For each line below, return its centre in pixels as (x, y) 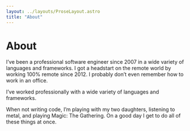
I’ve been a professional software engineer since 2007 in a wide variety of (95, 62)
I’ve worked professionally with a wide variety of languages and (82, 92)
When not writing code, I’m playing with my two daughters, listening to (91, 109)
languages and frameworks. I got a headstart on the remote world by (89, 68)
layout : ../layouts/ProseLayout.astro (53, 11)
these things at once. (31, 122)
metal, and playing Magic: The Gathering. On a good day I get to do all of (93, 116)
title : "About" (24, 17)
